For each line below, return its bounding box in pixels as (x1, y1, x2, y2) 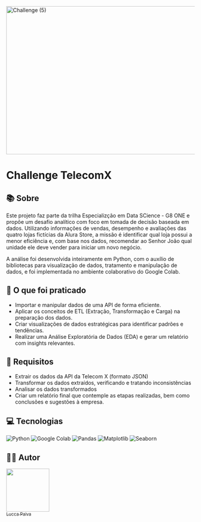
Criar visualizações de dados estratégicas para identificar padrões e (14, 320, 184, 327)
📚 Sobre (6, 193, 39, 203)
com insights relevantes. (14, 339, 75, 347)
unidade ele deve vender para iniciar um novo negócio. (6, 244, 142, 251)
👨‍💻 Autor (6, 452, 41, 463)
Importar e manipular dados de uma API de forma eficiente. (14, 301, 162, 308)
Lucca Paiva (6, 511, 32, 517)
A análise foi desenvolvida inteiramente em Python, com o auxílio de (6, 256, 175, 262)
